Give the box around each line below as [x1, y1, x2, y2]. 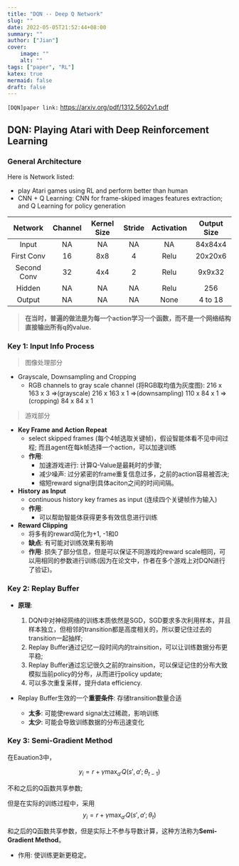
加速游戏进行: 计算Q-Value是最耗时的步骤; [38, 461, 162, 470]
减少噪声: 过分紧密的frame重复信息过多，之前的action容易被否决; [38, 470, 230, 478]
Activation [151, 223, 187, 233]
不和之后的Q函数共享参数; [7, 783, 83, 792]
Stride [123, 223, 144, 233]
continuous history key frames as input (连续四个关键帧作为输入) [28, 495, 218, 504]
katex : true [7, 70, 43, 77]
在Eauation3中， [7, 752, 55, 761]
